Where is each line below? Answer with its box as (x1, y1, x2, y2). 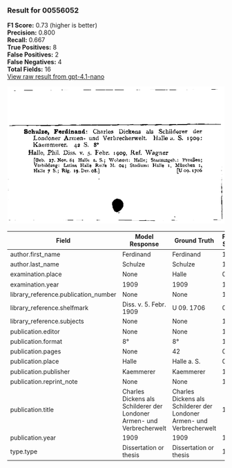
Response (129, 240, 159, 248)
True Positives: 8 (7, 43, 57, 52)
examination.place (10, 270, 62, 278)
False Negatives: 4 (7, 58, 62, 66)
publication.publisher (10, 367, 70, 376)
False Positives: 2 (7, 50, 59, 59)
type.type (10, 447, 38, 456)
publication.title (10, 406, 54, 414)
